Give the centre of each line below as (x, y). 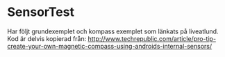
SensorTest (41, 12)
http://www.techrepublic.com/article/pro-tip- (152, 38)
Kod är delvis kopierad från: (47, 38)
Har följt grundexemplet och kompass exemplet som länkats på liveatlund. (113, 31)
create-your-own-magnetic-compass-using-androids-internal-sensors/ (110, 46)
